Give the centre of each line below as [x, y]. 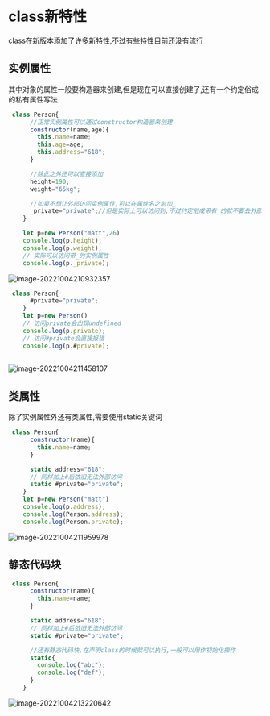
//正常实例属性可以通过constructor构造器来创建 [101, 122]
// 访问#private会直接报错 [63, 338]
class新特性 [47, 17]
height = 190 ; [49, 181]
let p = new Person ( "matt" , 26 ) [72, 233]
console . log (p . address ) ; [64, 507]
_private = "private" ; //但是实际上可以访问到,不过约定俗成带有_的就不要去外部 [146, 211]
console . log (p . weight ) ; [63, 248]
